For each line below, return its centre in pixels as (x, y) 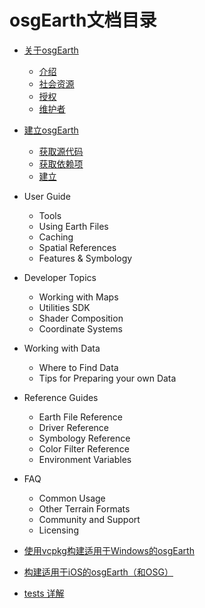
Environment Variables (85, 459)
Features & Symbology (85, 258)
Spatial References (77, 247)
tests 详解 (44, 593)
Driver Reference (73, 427)
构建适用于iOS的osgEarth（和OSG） (98, 572)
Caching (56, 237)
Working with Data (62, 348)
